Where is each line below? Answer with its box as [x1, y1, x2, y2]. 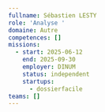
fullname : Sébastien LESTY [8, 11, 97, 20]
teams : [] [8, 92, 41, 100]
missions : [8, 41, 41, 49]
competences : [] [8, 33, 62, 42]
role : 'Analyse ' [8, 19, 66, 27]
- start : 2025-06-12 [15, 48, 83, 56]
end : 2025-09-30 [22, 56, 77, 64]
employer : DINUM [22, 63, 77, 71]
